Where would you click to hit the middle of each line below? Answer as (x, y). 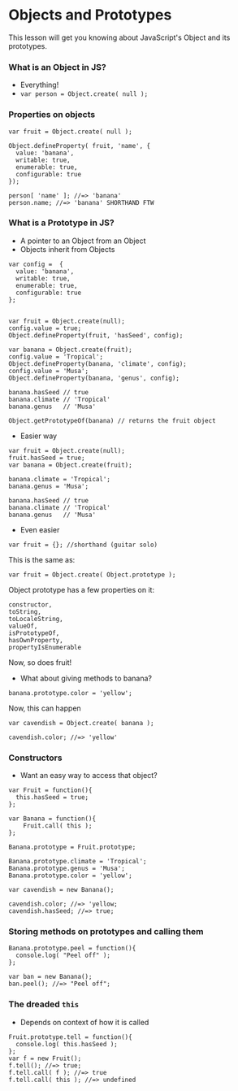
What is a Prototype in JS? (62, 223)
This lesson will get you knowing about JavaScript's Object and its (119, 37)
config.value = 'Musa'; (49, 371)
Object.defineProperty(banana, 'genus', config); (94, 378)
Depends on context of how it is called (84, 1022)
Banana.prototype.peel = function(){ (72, 949)
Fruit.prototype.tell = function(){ (70, 1037)
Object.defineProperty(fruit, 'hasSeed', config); (96, 335)
